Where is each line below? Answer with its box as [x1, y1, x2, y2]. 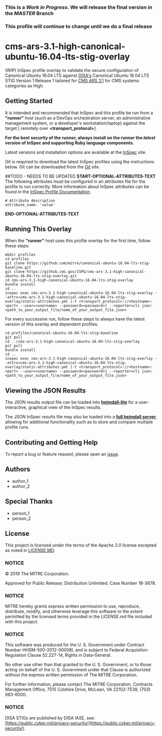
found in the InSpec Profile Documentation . [5, 188, 91, 194]
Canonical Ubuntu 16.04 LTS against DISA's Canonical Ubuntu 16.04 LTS [5, 72, 149, 78]
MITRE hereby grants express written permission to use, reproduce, [5, 603, 141, 609]
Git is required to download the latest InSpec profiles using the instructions [5, 158, 154, 164]
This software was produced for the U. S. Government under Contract [5, 642, 145, 648]
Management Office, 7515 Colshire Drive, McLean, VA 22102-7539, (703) [5, 686, 151, 692]
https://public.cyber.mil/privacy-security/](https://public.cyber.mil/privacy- [6, 720, 156, 726]
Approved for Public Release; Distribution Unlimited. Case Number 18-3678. [5, 580, 156, 586]
